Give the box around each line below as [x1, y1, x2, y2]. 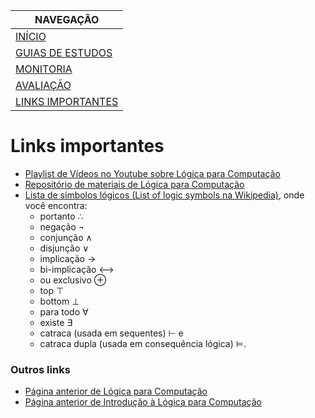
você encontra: [24, 199, 88, 211]
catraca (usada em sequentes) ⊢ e [39, 327, 184, 339]
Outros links [10, 362, 71, 376]
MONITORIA [15, 62, 73, 76]
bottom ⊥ [39, 295, 80, 307]
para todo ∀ [39, 305, 89, 318]
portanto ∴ [39, 210, 84, 222]
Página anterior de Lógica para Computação [24, 385, 208, 398]
